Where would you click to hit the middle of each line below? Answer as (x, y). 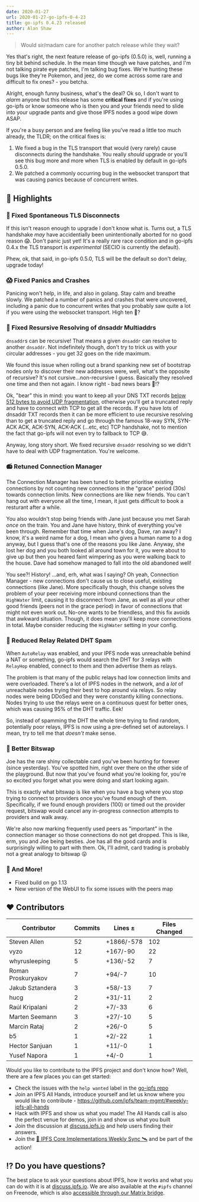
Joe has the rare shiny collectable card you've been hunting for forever (93, 762)
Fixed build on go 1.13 (41, 882)
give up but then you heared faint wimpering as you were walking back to (96, 556)
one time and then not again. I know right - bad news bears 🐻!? (83, 383)
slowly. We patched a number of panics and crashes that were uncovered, (97, 300)
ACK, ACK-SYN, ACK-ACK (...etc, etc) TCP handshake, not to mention (103, 427)
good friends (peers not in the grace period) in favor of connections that (94, 606)
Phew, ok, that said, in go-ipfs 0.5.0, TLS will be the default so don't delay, (97, 259)
